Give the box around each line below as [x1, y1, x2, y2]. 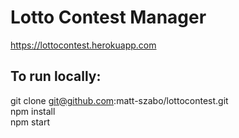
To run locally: [10, 68, 102, 85]
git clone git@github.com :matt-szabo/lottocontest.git [10, 94, 229, 106]
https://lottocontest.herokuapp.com [10, 39, 157, 51]
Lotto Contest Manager [10, 6, 207, 29]
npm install [10, 105, 56, 117]
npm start [10, 116, 51, 128]
